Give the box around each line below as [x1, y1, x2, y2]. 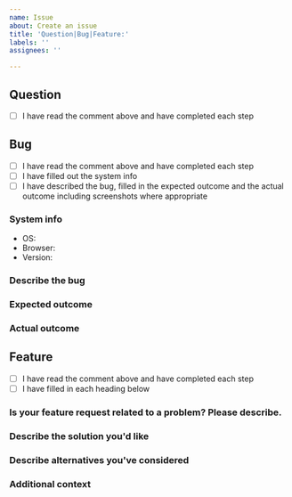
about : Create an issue [9, 21, 98, 30]
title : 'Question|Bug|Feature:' [9, 29, 129, 38]
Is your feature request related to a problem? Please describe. [9, 406, 282, 419]
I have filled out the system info [21, 170, 138, 181]
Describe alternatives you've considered [9, 453, 190, 466]
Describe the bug [9, 274, 86, 287]
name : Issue [9, 12, 53, 22]
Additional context [9, 477, 92, 490]
